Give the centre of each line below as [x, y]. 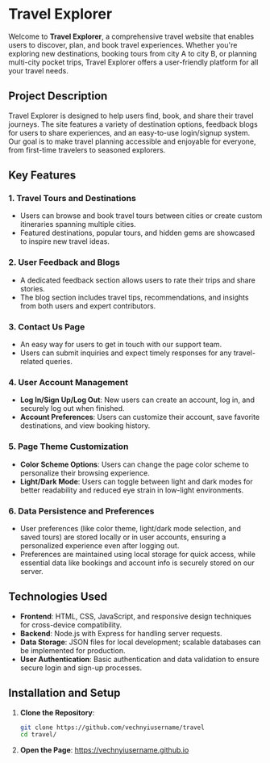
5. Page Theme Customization [69, 446]
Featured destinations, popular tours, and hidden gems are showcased [137, 233]
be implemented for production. [73, 650]
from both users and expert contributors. [88, 306]
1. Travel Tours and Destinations [73, 199]
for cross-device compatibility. [71, 625]
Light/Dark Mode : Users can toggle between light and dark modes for [137, 481]
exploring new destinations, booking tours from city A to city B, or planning [133, 53]
